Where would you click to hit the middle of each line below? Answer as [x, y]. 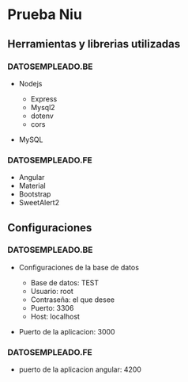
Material [32, 186]
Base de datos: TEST [65, 282]
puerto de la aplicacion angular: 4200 [80, 369]
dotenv [42, 116]
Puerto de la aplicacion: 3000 [67, 331]
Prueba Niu [45, 15]
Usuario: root [52, 291]
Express [44, 99]
